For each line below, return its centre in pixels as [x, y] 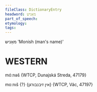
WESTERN [26, 61]
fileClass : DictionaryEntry [33, 10]
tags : [10, 28]
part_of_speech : [21, 19]
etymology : [16, 23]
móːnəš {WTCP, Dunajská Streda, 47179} [46, 75]
